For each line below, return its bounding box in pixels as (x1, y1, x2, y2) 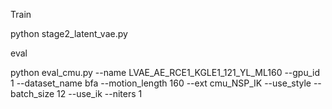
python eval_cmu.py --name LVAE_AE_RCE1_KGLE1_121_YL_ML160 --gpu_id (10, 67, 321, 78)
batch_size (10, 88, 55, 99)
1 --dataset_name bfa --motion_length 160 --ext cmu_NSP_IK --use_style (10, 77, 312, 89)
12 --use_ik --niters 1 (56, 88, 143, 99)
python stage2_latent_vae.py (10, 28, 128, 39)
